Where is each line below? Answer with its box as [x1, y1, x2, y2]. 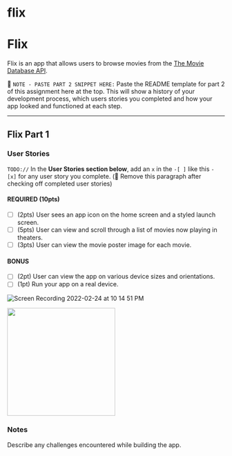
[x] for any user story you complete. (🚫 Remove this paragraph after [7, 172, 202, 180]
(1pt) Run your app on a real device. [17, 280, 119, 288]
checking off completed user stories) [7, 179, 113, 188]
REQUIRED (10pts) [7, 195, 60, 204]
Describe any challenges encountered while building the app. [7, 440, 182, 449]
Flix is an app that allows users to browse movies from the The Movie [7, 59, 204, 68]
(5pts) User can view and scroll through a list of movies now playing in [17, 226, 217, 234]
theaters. [17, 233, 43, 242]
